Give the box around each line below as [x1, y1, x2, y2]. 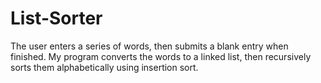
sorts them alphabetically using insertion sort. [10, 61, 199, 73]
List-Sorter [10, 7, 103, 30]
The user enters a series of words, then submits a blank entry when [10, 40, 289, 52]
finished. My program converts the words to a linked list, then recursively [10, 50, 312, 62]
